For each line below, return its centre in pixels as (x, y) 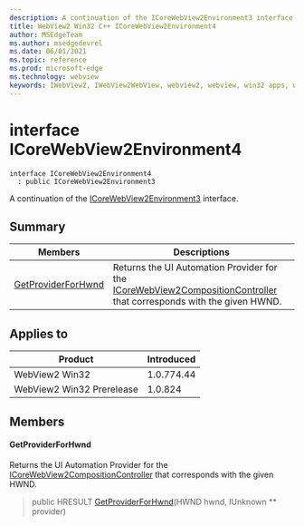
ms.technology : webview (54, 77)
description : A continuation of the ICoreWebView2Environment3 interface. (153, 18)
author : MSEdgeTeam (46, 34)
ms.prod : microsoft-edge (56, 69)
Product (76, 359)
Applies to (39, 333)
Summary (38, 226)
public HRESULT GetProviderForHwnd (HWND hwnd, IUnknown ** (154, 502)
